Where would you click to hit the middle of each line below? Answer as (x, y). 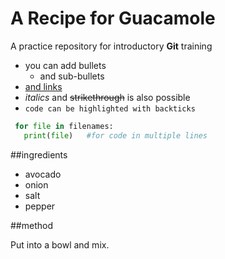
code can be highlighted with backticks (110, 108)
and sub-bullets (72, 76)
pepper (40, 206)
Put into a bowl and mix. (60, 244)
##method (31, 225)
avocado (43, 174)
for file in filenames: (64, 126)
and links (43, 86)
